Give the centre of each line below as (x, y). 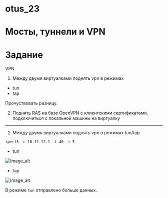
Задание (24, 55)
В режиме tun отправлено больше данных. (51, 190)
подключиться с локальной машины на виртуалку (66, 118)
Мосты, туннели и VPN (55, 32)
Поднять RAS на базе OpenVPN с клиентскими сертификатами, (80, 113)
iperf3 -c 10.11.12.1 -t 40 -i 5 (40, 142)
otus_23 (22, 9)
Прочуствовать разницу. (31, 103)
